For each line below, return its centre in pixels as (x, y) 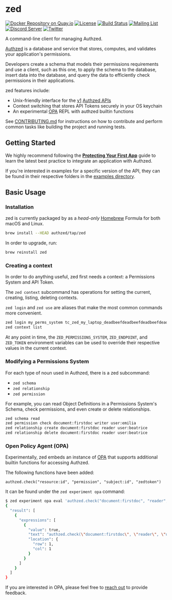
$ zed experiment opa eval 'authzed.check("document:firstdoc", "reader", (87, 501)
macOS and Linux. (25, 224)
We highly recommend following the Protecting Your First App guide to (81, 155)
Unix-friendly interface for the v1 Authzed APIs (62, 100)
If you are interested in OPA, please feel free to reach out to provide (77, 588)
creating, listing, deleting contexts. (42, 298)
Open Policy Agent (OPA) (37, 446)
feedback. (16, 593)
